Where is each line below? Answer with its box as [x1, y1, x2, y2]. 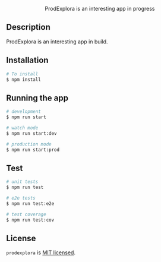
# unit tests [6, 179, 39, 185]
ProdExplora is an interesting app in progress [45, 5, 155, 12]
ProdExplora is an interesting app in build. [6, 38, 108, 45]
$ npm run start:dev [6, 130, 58, 136]
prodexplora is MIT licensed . [6, 249, 76, 256]
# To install [6, 71, 39, 77]
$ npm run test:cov [6, 217, 55, 223]
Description [6, 22, 50, 32]
